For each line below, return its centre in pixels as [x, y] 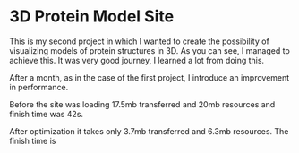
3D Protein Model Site [92, 17]
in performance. [39, 87]
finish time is [33, 140]
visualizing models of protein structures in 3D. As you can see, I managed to [150, 50]
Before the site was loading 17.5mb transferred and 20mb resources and [142, 104]
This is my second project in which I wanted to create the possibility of [140, 41]
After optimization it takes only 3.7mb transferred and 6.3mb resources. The [149, 131]
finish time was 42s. [46, 114]
